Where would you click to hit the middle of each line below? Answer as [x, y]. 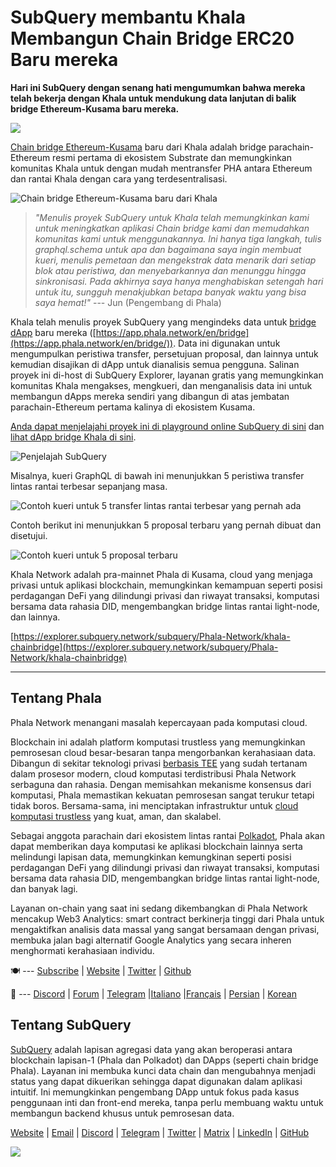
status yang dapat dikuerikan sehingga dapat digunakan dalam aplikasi [156, 1081]
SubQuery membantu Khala [128, 17]
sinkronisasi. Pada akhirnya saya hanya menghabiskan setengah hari [179, 281]
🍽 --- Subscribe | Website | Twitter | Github [101, 970]
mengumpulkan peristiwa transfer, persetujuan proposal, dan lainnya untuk [164, 353]
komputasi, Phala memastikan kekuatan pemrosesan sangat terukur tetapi [162, 795]
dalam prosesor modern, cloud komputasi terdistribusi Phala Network [153, 773]
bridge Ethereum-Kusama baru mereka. [95, 108]
